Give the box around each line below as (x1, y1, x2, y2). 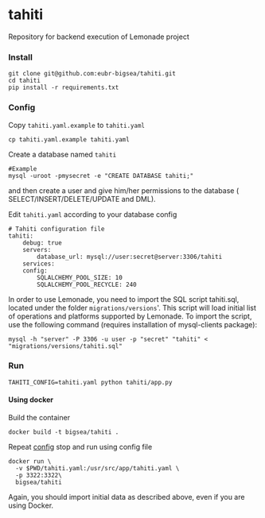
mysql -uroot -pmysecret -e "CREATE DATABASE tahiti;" (8, 172, 194, 180)
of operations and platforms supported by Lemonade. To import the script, (8, 311, 252, 321)
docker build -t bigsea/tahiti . (8, 428, 119, 436)
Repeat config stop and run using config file (8, 443, 153, 452)
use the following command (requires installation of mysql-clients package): (8, 319, 257, 329)
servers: (22, 245, 52, 253)
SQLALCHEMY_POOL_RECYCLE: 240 (37, 280, 137, 288)
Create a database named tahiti (8, 149, 117, 159)
